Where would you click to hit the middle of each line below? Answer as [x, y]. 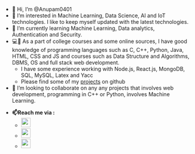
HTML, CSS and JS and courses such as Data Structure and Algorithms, [100, 56]
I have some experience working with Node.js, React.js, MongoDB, [103, 69]
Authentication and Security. [47, 35]
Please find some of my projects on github [73, 81]
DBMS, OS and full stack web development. [65, 62]
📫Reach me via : [33, 113]
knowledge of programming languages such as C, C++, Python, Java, [98, 50]
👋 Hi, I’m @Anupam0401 [42, 9]
